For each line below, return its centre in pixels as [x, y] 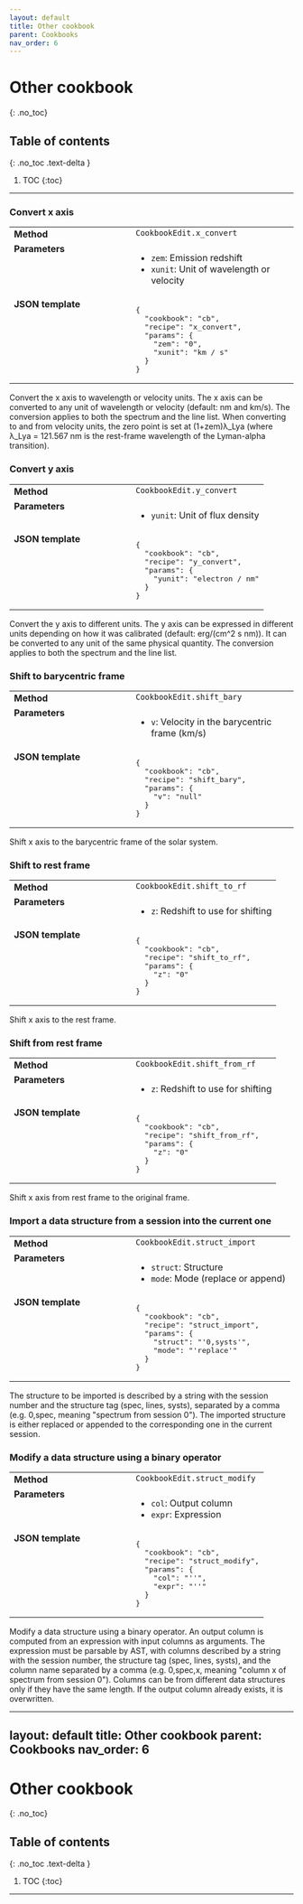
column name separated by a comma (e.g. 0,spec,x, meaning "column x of [148, 1670]
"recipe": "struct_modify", [202, 1561]
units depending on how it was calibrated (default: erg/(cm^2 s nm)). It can [148, 633]
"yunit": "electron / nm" [206, 579]
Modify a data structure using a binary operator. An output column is [137, 1632]
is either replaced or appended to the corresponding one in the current [141, 1424]
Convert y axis [42, 469]
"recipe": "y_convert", [193, 561]
